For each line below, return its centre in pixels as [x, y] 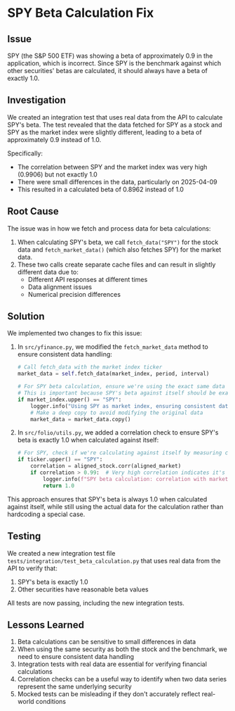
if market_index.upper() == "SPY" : [69, 399]
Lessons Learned [46, 625]
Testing [24, 536]
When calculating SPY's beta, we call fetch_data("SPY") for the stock [118, 242]
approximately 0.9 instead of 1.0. [54, 139]
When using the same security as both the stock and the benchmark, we [122, 649]
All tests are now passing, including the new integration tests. [96, 603]
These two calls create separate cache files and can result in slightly [116, 264]
